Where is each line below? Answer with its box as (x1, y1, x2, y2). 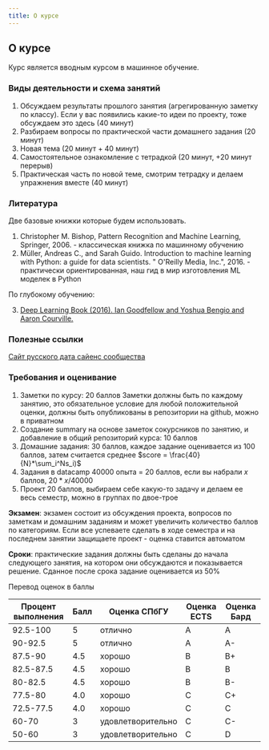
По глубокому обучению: (8, 290, 95, 299)
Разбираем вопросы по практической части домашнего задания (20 (19, 126, 256, 136)
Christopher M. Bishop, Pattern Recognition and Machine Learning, (19, 232, 242, 241)
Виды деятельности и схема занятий (8, 83, 161, 94)
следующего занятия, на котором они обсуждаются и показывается (8, 557, 243, 567)
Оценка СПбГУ (108, 606, 169, 617)
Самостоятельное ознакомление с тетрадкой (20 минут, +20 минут (19, 152, 252, 161)
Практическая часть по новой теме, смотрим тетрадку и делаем (19, 169, 244, 179)
